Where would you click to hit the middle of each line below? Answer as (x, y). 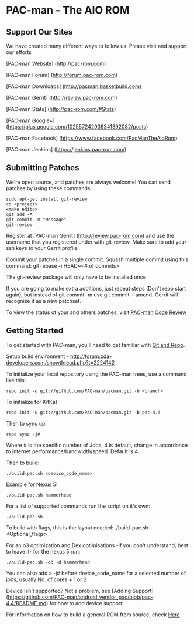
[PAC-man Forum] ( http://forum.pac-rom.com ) (62, 75)
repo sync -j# (23, 434)
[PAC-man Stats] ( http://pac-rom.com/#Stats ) (61, 109)
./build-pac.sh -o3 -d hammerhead (48, 562)
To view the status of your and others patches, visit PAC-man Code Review (96, 312)
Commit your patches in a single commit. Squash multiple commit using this (97, 259)
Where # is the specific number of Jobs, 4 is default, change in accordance (97, 445)
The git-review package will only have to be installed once (76, 277)
